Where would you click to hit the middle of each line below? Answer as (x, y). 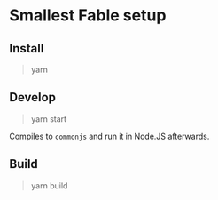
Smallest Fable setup (88, 16)
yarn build (49, 185)
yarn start (49, 119)
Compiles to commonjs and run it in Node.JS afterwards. (109, 136)
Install (27, 48)
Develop (32, 97)
